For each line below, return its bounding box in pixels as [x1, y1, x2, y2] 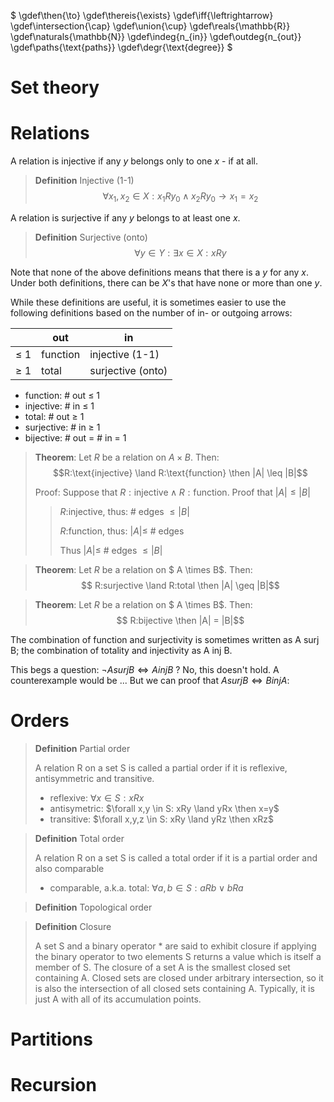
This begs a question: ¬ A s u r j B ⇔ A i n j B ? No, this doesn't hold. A [10, 663, 280, 675]
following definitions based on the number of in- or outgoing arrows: [10, 306, 293, 319]
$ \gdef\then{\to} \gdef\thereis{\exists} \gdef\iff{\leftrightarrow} [10, 10, 274, 21]
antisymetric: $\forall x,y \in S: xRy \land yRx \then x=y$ [49, 802, 280, 814]
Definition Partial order [34, 742, 131, 754]
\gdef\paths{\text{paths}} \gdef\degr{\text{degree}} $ [10, 41, 233, 53]
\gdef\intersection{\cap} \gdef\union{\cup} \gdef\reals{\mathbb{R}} [10, 20, 291, 32]
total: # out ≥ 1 [24, 410, 85, 422]
